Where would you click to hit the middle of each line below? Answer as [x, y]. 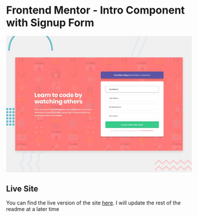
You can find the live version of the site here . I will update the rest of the [93, 203]
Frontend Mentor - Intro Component [95, 10]
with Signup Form [50, 23]
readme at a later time [33, 209]
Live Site [22, 188]
